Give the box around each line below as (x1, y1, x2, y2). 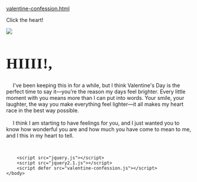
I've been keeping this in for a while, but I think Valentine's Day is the (12, 82, 180, 89)
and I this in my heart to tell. (6, 132, 74, 139)
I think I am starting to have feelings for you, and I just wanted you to (12, 119, 180, 126)
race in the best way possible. (6, 106, 79, 114)
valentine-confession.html (6, 5, 70, 12)
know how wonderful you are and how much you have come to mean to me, (6, 125, 191, 132)
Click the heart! (6, 17, 44, 23)
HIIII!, (6, 55, 53, 72)
